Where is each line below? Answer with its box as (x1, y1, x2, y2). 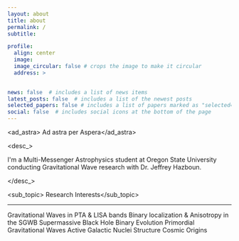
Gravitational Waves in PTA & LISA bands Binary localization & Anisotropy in (7, 211, 229, 219)
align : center (14, 50, 55, 57)
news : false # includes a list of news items (7, 89, 148, 96)
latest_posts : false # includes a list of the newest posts (7, 95, 193, 103)
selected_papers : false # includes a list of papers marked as (7, 102, 199, 109)
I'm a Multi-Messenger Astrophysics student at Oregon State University (7, 155, 217, 164)
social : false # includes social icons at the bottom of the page (7, 108, 212, 116)
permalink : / (7, 23, 46, 30)
